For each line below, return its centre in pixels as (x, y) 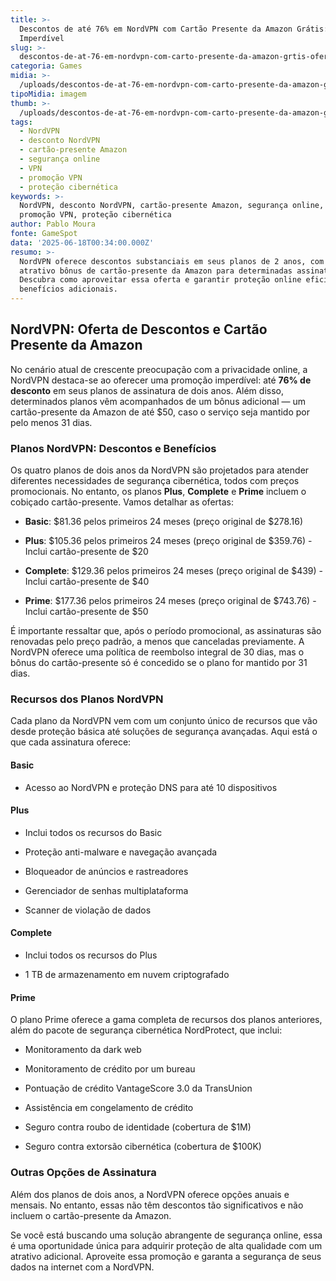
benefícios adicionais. (68, 289)
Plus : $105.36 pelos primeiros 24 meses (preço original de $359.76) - (168, 541)
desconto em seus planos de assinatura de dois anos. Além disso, (147, 390)
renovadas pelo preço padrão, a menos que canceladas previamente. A (157, 642)
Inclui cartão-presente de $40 (87, 582)
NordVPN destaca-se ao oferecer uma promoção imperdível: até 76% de (161, 380)
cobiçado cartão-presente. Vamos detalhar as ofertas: (122, 502)
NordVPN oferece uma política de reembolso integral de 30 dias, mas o (157, 652)
